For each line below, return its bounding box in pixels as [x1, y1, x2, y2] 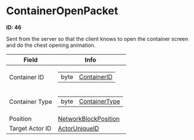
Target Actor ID [9, 124, 52, 132]
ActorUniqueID [58, 124, 99, 132]
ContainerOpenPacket [6, 4, 119, 18]
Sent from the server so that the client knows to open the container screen [6, 35, 189, 42]
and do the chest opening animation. [6, 42, 96, 49]
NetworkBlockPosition [58, 114, 120, 123]
